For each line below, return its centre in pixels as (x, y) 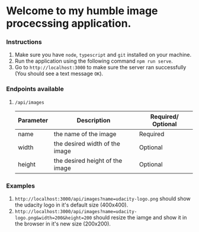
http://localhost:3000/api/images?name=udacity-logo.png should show (102, 199)
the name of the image (85, 134)
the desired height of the (88, 160)
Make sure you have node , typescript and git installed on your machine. (103, 55)
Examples (21, 186)
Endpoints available (35, 89)
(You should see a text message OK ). (59, 74)
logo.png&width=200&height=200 (53, 218)
